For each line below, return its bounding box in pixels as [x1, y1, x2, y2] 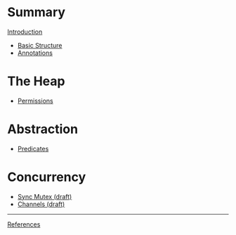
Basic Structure [17, 41, 63, 49]
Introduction [7, 27, 43, 36]
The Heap [7, 73, 65, 89]
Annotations [17, 49, 53, 57]
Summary [7, 4, 65, 20]
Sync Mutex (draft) [17, 192, 72, 201]
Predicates [17, 144, 49, 153]
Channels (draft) [17, 200, 65, 208]
